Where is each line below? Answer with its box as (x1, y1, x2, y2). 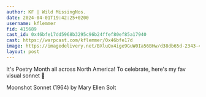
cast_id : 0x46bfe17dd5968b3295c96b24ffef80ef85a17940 (6, 32, 147, 38)
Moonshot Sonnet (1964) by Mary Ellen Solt (6, 84, 116, 91)
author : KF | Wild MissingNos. (6, 9, 86, 15)
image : (6, 43, 23, 49)
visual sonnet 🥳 (6, 71, 45, 79)
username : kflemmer (6, 20, 56, 26)
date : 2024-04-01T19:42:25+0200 (6, 15, 89, 21)
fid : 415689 (6, 26, 37, 32)
